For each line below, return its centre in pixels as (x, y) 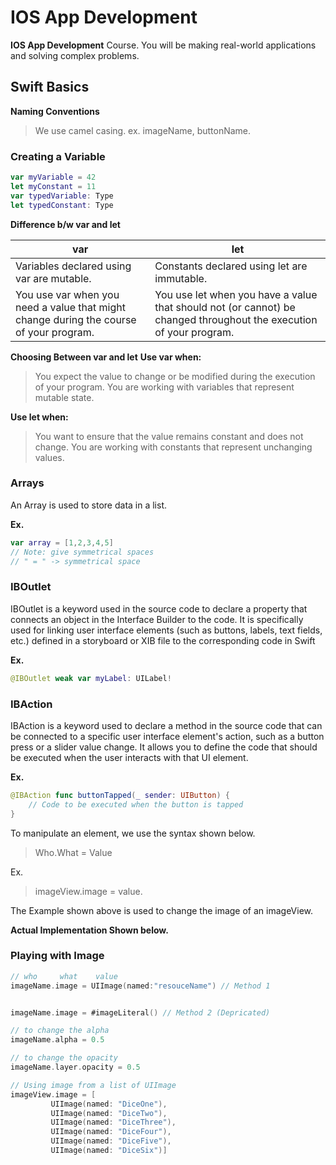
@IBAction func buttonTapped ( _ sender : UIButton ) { (120, 795)
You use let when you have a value (236, 294)
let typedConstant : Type (62, 205)
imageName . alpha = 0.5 (57, 1040)
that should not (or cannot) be (225, 307)
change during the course (76, 319)
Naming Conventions (55, 111)
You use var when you (67, 294)
